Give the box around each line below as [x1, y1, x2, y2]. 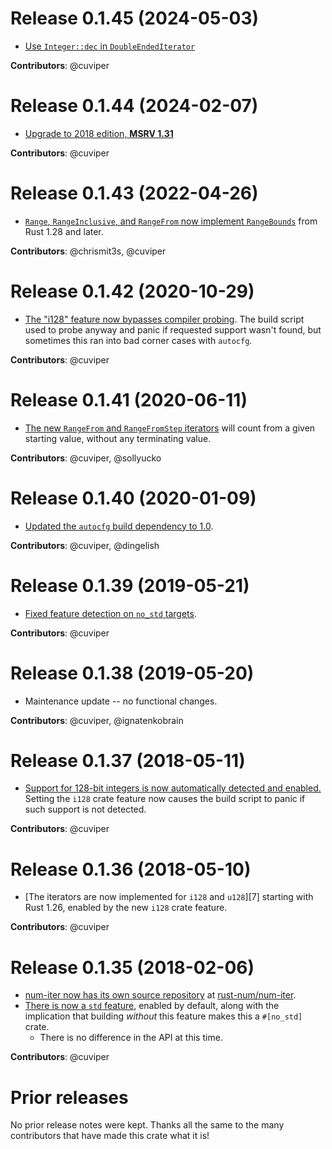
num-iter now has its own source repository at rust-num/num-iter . [24, 989, 297, 1001]
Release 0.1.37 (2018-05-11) [10, 749, 246, 772]
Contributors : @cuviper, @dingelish [10, 539, 160, 551]
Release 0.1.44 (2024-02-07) [10, 95, 259, 117]
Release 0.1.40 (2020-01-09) [10, 487, 257, 509]
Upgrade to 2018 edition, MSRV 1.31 [24, 127, 174, 139]
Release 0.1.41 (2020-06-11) [10, 388, 248, 411]
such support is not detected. [24, 803, 147, 816]
